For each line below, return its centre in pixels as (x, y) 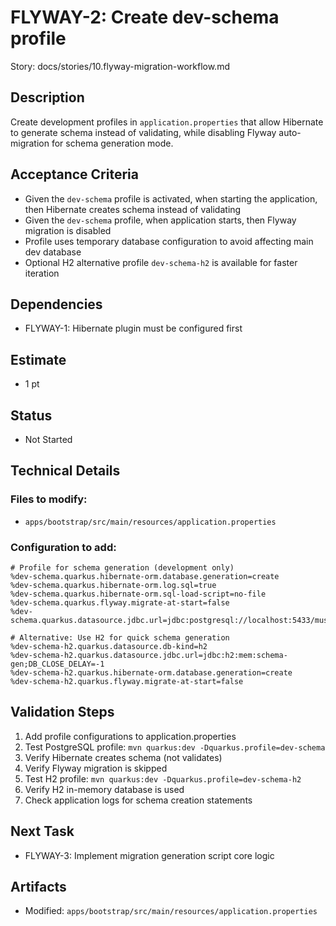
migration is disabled (68, 230)
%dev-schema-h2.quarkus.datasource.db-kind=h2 (109, 646)
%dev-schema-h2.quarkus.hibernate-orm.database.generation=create (151, 672)
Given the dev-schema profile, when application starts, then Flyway (160, 220)
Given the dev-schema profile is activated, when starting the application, (171, 198)
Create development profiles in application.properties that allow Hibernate (167, 122)
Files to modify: (49, 499)
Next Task (42, 831)
